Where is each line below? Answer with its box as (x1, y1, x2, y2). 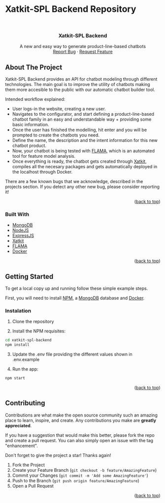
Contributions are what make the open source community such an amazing (5, 412, 158, 418)
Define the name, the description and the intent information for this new (12, 137, 158, 143)
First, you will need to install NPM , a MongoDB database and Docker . (5, 295, 145, 301)
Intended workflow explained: (5, 96, 66, 102)
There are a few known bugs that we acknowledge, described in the (5, 179, 143, 184)
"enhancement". (5, 443, 38, 449)
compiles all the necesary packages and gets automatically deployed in (12, 164, 158, 170)
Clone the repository (12, 319, 54, 324)
